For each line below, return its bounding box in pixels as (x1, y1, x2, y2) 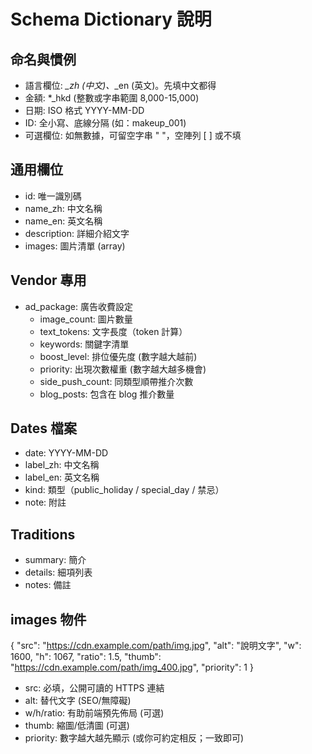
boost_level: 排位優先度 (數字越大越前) (39, 350, 198, 362)
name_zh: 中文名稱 (24, 202, 103, 214)
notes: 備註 (24, 579, 72, 591)
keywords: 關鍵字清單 (39, 338, 130, 350)
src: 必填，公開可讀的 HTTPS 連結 (24, 682, 165, 694)
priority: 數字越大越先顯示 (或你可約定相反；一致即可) (24, 732, 245, 744)
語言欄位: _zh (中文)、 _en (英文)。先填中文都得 (24, 80, 217, 91)
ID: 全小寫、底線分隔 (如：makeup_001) (24, 117, 187, 129)
